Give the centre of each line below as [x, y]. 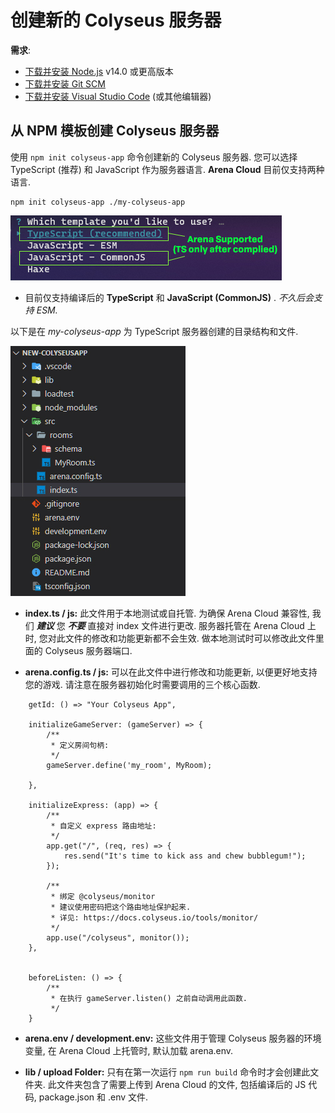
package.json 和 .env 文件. [93, 1097]
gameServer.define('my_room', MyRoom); [129, 765]
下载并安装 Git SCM [65, 83]
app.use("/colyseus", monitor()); [118, 937]
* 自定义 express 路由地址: [103, 826]
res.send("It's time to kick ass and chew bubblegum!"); [185, 856]
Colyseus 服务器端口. [88, 650]
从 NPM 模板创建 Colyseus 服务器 [115, 131]
